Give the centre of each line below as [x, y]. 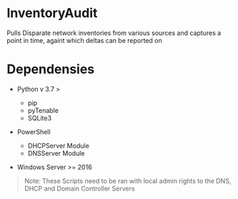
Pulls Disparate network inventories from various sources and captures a [114, 33]
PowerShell [34, 132]
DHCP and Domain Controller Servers [79, 188]
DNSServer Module [56, 153]
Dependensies [51, 70]
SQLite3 [39, 118]
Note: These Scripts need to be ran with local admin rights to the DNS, [128, 180]
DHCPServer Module [59, 146]
